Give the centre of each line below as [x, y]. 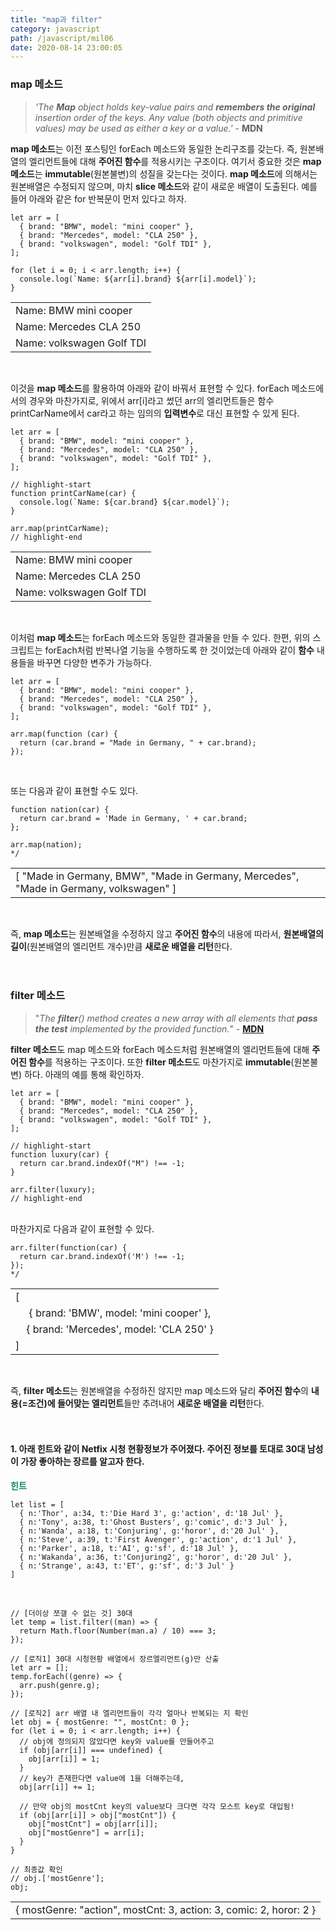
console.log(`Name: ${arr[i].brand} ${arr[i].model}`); [138, 279]
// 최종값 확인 [36, 1870]
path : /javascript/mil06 [62, 38]
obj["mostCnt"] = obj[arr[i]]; [93, 1824]
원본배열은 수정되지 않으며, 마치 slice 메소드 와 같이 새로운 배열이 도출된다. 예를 [164, 186]
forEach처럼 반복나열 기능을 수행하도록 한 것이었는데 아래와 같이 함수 [179, 650]
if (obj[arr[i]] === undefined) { [91, 1751]
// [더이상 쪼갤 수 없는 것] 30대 [71, 1614]
